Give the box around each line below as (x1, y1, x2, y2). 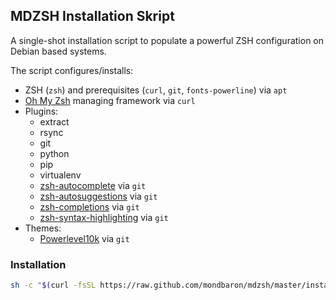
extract (39, 115, 70, 128)
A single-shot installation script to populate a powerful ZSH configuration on (10, 34, 325, 46)
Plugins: (24, 105, 59, 117)
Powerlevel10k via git (39, 232, 130, 244)
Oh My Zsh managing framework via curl (24, 94, 196, 106)
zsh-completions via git (39, 200, 140, 213)
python (39, 147, 70, 159)
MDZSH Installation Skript (10, 8, 175, 25)
